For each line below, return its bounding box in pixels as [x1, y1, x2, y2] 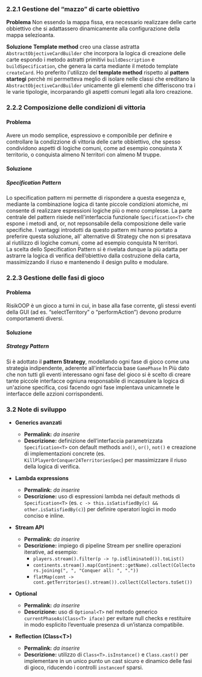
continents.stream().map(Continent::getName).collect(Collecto [33, 562, 195, 568]
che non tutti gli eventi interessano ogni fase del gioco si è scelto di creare [6, 371, 191, 378]
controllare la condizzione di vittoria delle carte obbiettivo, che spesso [6, 138, 181, 145]
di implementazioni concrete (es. [24, 450, 106, 457]
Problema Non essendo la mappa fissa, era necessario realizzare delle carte [6, 19, 197, 26]
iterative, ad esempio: [24, 548, 78, 555]
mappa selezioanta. [6, 31, 55, 39]
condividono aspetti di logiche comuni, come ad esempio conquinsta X [6, 145, 183, 152]
